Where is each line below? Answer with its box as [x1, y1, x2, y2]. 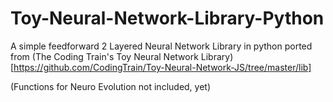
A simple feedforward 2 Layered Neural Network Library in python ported [10, 40, 313, 52]
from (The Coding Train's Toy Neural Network [10, 50, 199, 62]
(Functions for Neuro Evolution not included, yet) [10, 80, 212, 92]
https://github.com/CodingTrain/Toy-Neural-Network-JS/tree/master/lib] [13, 61, 312, 73]
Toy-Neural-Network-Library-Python [10, 7, 325, 30]
